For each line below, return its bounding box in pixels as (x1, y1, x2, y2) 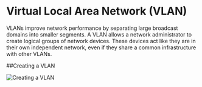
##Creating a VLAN (6, 62, 55, 69)
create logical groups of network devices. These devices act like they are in (6, 37, 196, 44)
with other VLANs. (6, 50, 52, 57)
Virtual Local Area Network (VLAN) (6, 4, 187, 18)
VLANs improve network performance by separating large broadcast (6, 24, 178, 32)
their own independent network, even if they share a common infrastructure (6, 44, 197, 51)
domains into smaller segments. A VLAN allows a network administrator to (6, 30, 192, 38)
